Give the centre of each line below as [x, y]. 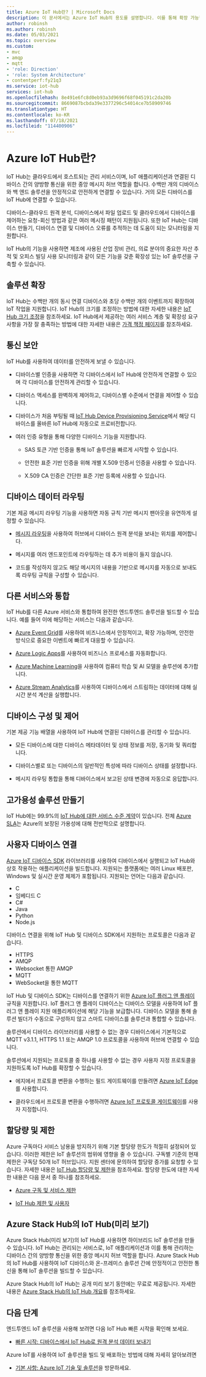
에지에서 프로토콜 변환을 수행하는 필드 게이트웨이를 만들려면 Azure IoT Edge [106, 1081]
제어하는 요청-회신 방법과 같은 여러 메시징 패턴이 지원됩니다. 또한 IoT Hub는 [97, 220]
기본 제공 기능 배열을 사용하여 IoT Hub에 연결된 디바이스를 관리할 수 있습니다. [99, 732]
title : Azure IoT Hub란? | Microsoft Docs [61, 12]
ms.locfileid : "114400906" [41, 126]
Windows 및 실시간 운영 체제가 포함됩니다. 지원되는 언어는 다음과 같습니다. [96, 876]
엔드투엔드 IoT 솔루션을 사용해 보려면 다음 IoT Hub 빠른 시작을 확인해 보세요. [97, 1329]
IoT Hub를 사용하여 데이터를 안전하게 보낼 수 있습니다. [71, 361]
